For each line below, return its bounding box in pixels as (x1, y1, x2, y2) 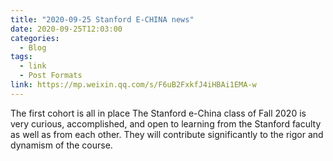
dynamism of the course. (10, 139, 113, 151)
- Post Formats (19, 71, 83, 81)
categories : (10, 33, 60, 43)
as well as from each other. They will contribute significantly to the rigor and (10, 128, 324, 140)
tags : (10, 52, 33, 62)
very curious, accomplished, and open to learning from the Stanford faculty (10, 117, 322, 130)
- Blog (19, 42, 47, 53)
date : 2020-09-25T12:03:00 (10, 24, 123, 34)
